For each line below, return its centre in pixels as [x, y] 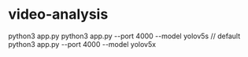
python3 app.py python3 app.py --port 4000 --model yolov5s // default [124, 36]
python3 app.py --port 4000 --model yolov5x [82, 44]
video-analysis [58, 14]
